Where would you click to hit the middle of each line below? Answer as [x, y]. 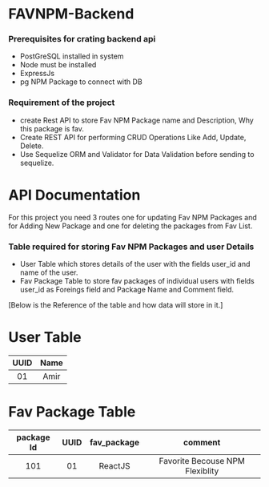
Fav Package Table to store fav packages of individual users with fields [137, 281]
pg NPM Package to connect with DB [81, 82]
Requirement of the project [62, 103]
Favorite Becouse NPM [202, 461]
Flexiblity [202, 471]
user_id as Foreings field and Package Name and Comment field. [127, 290]
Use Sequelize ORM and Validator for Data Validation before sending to [137, 154]
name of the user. [49, 272]
